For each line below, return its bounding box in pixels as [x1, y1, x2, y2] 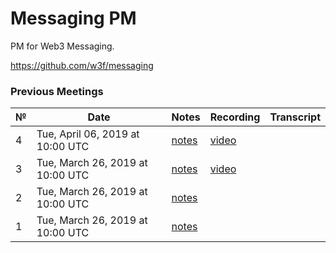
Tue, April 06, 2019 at [36, 127, 140, 141]
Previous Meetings [10, 84, 104, 98]
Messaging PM [10, 7, 137, 30]
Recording [209, 110, 261, 124]
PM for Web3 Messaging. [10, 40, 115, 52]
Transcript [269, 110, 321, 124]
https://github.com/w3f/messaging [10, 59, 154, 71]
